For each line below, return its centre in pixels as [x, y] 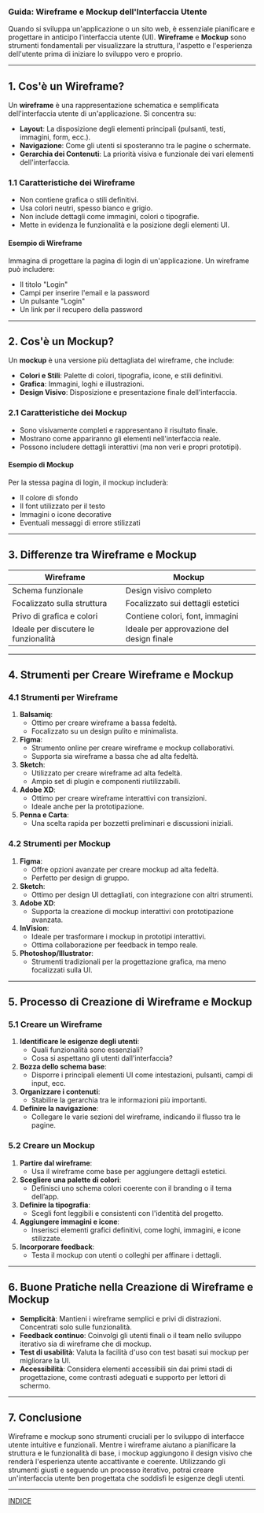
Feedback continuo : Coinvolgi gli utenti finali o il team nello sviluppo [130, 1335]
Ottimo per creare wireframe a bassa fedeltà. [104, 723]
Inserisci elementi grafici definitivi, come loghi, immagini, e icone [136, 1230]
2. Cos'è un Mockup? [61, 342]
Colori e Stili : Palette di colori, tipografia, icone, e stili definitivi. [121, 376]
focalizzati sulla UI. [62, 970]
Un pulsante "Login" [52, 301]
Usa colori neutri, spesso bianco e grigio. [86, 208]
